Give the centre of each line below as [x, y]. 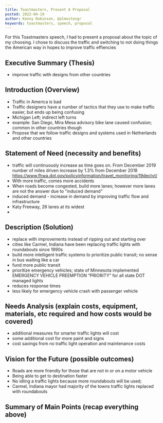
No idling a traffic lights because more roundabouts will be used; [77, 381]
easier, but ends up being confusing [48, 112]
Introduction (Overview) [42, 90]
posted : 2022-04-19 [25, 14]
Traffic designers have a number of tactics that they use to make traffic [83, 107]
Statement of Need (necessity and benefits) [73, 154]
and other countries [32, 138]
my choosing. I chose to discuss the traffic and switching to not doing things [81, 42]
